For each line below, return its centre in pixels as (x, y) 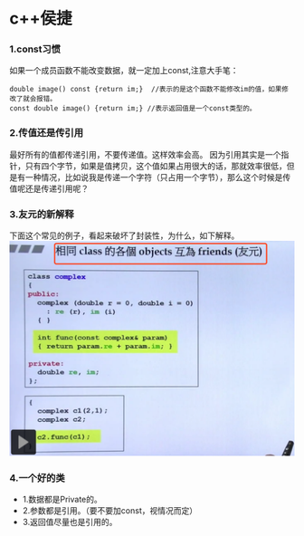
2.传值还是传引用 (47, 133)
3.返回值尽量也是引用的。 (70, 522)
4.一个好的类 (37, 478)
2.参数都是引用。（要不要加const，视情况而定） (110, 511)
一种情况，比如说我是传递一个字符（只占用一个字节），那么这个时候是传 (158, 177)
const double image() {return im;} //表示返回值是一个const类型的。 (133, 109)
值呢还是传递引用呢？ (49, 188)
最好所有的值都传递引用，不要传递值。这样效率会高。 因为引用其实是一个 (145, 154)
